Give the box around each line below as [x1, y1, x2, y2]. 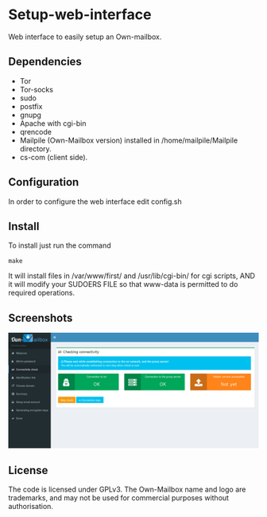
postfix [19, 101, 43, 111]
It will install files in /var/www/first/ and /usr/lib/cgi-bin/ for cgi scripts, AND [8, 271, 256, 280]
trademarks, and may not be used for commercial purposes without [8, 493, 229, 503]
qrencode [19, 127, 52, 136]
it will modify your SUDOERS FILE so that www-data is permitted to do [8, 280, 238, 289]
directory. [19, 143, 52, 153]
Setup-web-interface [8, 6, 152, 24]
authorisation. [8, 502, 54, 511]
